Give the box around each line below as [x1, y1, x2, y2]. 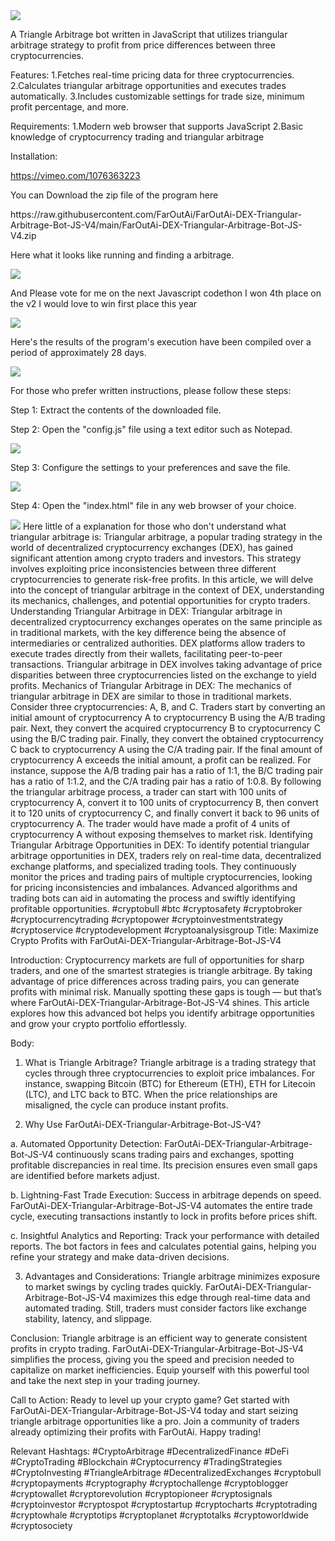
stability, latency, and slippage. [24, 1313, 153, 1324]
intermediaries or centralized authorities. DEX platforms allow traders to [10, 637, 306, 649]
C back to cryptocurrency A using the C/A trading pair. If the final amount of [10, 744, 323, 755]
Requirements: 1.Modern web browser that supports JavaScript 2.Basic [10, 120, 304, 132]
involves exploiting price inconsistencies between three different [10, 563, 277, 574]
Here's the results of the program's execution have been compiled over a [10, 336, 312, 348]
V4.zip [10, 230, 37, 241]
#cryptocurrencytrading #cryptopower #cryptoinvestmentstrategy [10, 914, 284, 925]
